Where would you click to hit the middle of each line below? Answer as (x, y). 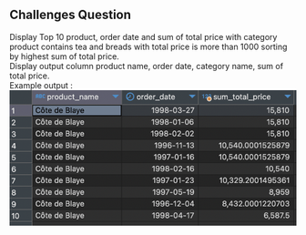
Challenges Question (71, 15)
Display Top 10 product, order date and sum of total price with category (143, 36)
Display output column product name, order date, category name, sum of (147, 66)
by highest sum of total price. (65, 56)
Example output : (41, 85)
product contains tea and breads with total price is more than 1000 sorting (148, 46)
